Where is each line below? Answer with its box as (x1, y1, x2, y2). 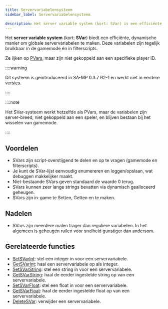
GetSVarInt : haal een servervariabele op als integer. (12, 261, 119, 267)
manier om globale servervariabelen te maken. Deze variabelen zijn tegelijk (5, 40, 160, 46)
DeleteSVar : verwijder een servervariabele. (12, 298, 101, 304)
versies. (5, 80, 21, 86)
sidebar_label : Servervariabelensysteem (5, 12, 91, 17)
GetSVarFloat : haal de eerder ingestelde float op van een (12, 287, 130, 293)
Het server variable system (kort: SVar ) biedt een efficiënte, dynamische (5, 35, 156, 41)
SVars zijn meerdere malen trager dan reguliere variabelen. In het (12, 223, 147, 228)
